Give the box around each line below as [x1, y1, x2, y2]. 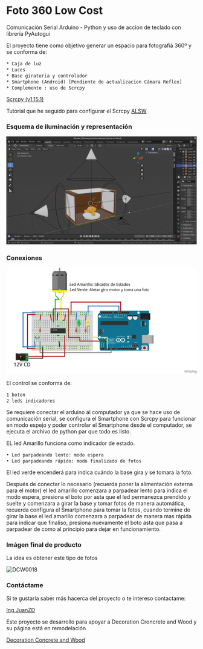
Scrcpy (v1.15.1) [6, 95, 44, 103]
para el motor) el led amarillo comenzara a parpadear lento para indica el [6, 487, 188, 494]
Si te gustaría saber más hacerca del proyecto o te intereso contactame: [6, 595, 186, 602]
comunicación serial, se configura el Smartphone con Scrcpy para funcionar [6, 415, 196, 422]
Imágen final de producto [6, 540, 82, 549]
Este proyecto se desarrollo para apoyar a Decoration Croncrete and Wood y [6, 618, 197, 625]
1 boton [6, 392, 26, 398]
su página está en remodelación [6, 625, 86, 632]
